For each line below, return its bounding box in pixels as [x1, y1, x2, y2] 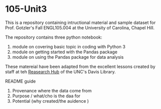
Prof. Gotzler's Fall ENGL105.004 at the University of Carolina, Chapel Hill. [5, 24, 155, 30]
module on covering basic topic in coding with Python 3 [12, 44, 126, 49]
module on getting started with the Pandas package [12, 49, 118, 55]
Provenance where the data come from [12, 87, 92, 93]
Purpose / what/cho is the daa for [12, 93, 81, 99]
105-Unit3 [5, 3, 47, 15]
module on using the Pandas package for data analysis [12, 54, 124, 60]
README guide [5, 78, 36, 84]
